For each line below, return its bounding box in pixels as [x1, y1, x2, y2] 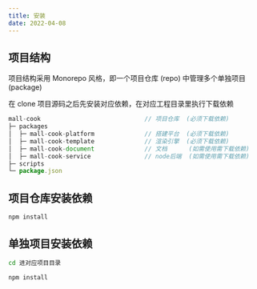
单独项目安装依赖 [8, 237, 93, 251]
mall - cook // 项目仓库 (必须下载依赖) [8, 115, 230, 123]
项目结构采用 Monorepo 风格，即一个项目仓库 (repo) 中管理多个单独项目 [8, 74, 247, 83]
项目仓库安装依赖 [8, 191, 93, 205]
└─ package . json [8, 167, 62, 175]
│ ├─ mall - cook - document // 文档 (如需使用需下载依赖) [8, 145, 250, 153]
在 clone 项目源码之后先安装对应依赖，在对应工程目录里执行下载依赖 [8, 99, 235, 109]
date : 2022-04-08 [8, 19, 66, 27]
